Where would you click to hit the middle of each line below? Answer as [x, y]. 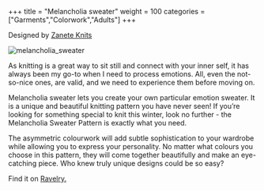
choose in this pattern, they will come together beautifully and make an [124, 155]
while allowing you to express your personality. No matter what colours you [131, 146]
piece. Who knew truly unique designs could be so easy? [131, 163]
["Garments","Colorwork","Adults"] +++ [72, 20]
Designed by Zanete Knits [50, 35]
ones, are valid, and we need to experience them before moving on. [145, 82]
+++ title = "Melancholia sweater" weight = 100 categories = [107, 11]
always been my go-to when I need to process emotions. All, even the [122, 74]
